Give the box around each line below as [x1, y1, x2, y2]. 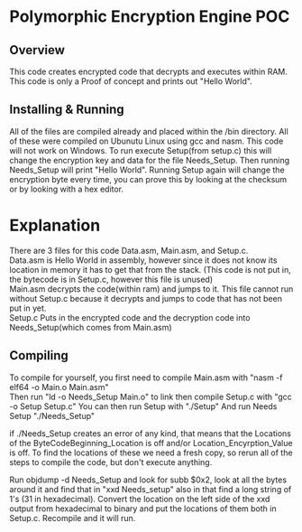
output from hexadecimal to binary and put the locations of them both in [9, 503, 277, 514]
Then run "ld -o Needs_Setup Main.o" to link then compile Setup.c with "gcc [9, 391, 293, 402]
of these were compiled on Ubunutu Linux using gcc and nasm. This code [9, 135, 284, 146]
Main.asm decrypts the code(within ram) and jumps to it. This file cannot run [9, 283, 294, 294]
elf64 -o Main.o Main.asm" [9, 381, 109, 392]
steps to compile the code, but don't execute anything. [9, 456, 213, 467]
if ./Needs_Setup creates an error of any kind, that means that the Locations [9, 427, 291, 439]
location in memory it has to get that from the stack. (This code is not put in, [9, 264, 291, 275]
